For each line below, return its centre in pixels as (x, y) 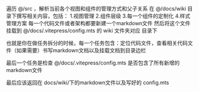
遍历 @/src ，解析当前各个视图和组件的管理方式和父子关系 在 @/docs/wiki (96, 8)
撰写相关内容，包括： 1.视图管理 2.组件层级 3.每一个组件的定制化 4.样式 (103, 16)
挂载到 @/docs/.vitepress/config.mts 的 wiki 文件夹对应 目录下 (82, 30)
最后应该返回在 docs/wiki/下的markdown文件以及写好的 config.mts (88, 83)
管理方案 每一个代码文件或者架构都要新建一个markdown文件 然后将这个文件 (98, 23)
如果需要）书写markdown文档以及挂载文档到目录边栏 (81, 50)
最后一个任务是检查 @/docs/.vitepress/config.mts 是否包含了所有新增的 (93, 63)
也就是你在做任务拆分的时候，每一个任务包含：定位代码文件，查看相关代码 (97, 43)
